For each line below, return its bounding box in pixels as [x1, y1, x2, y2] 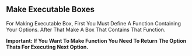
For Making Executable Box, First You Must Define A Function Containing [6, 20, 181, 27]
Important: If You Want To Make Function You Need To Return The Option [6, 37, 187, 44]
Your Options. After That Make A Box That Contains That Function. [6, 26, 166, 33]
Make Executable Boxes [6, 5, 95, 14]
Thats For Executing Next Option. [6, 43, 89, 50]
